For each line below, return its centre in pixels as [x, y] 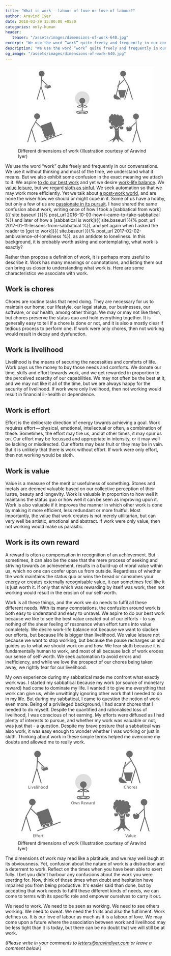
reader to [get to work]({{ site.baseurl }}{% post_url [59, 231]
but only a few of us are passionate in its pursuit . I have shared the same [81, 204]
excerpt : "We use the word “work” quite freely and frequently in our [82, 43]
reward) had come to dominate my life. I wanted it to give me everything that [85, 688]
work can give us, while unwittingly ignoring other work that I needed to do [84, 693]
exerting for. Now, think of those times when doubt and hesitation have [79, 880]
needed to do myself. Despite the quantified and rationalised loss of [76, 709]
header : [13, 32]
